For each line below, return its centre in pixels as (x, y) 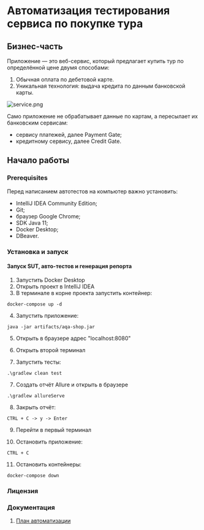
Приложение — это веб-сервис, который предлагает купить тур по (96, 61)
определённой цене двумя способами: (58, 67)
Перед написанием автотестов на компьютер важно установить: (93, 191)
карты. (25, 92)
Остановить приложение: (49, 442)
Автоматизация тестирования (89, 11)
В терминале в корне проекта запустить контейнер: (84, 293)
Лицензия (23, 491)
